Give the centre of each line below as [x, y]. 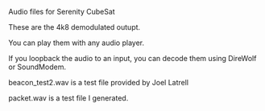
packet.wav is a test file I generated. [68, 98]
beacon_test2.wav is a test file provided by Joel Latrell [99, 82]
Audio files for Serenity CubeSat [62, 12]
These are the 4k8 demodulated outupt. [75, 27]
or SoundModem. [37, 67]
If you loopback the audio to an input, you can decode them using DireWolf [132, 58]
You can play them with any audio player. [77, 43]
